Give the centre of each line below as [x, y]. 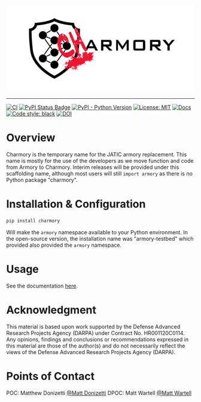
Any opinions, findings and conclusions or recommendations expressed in [98, 339]
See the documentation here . [42, 286]
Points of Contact [51, 376]
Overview [31, 138]
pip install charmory [33, 220]
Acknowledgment [51, 310]
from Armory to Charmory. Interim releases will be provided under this [93, 167]
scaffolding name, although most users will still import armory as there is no [100, 173]
